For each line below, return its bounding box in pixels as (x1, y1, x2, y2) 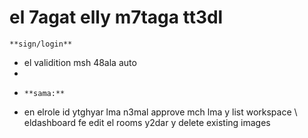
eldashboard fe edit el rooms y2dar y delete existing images (23, 116, 271, 128)
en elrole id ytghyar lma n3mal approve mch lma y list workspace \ (23, 106, 298, 118)
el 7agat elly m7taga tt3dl (9, 6, 224, 29)
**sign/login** (9, 39, 73, 49)
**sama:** (23, 88, 66, 98)
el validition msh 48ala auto (23, 56, 137, 68)
